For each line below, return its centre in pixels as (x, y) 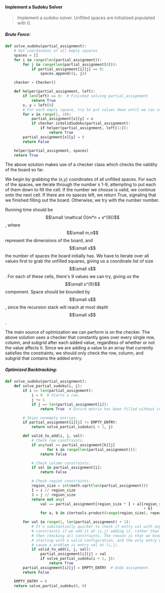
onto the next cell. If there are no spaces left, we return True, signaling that (81, 195)
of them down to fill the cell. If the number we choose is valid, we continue (80, 190)
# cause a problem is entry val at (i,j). (75, 545)
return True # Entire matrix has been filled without (97, 409)
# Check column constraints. (61, 463)
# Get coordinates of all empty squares (56, 51)
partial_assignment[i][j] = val (73, 554)
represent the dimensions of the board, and (49, 241)
